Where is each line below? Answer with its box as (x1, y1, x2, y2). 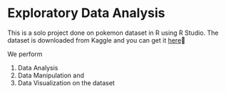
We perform (7, 50, 43, 58)
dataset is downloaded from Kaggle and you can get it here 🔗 (7, 35, 185, 44)
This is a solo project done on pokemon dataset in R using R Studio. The (7, 28, 219, 37)
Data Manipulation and (17, 71, 84, 80)
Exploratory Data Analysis (7, 5, 165, 21)
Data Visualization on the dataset (17, 78, 115, 87)
